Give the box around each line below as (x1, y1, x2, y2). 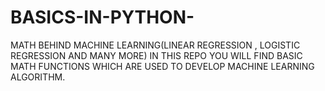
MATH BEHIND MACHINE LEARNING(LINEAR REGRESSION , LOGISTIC (10, 39, 301, 51)
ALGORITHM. (10, 71, 66, 83)
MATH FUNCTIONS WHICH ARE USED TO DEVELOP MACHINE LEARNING (10, 60, 315, 72)
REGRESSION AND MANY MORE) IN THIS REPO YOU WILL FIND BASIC (10, 49, 303, 61)
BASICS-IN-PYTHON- (10, 6, 195, 29)
